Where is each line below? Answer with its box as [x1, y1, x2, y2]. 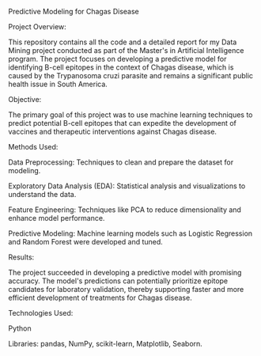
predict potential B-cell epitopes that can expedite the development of [8, 119, 237, 127]
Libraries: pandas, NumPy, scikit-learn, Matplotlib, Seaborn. [8, 339, 203, 348]
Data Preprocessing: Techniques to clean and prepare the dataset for [8, 157, 234, 167]
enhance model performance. [8, 214, 105, 222]
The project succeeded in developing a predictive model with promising [8, 268, 242, 277]
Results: [8, 252, 35, 262]
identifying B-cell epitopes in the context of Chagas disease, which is [8, 62, 234, 72]
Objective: [8, 95, 42, 104]
